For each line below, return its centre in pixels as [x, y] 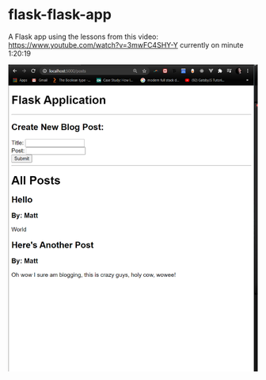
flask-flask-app [60, 15]
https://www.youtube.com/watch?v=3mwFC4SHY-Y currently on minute [126, 44]
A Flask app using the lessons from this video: [84, 36]
